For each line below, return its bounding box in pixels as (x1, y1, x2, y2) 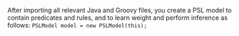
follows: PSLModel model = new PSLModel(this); (7, 21, 148, 29)
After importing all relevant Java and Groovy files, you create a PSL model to (7, 6, 232, 14)
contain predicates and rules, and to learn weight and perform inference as (7, 13, 228, 22)
